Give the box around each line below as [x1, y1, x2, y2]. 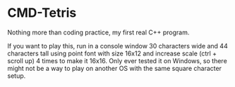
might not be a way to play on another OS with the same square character [7, 64, 222, 72]
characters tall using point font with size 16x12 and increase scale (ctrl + [7, 49, 217, 58]
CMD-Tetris [7, 5, 77, 21]
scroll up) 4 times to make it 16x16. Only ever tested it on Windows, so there [7, 56, 227, 65]
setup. [7, 72, 26, 80]
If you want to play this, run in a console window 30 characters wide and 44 [7, 41, 228, 50]
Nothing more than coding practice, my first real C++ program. [7, 28, 190, 36]
